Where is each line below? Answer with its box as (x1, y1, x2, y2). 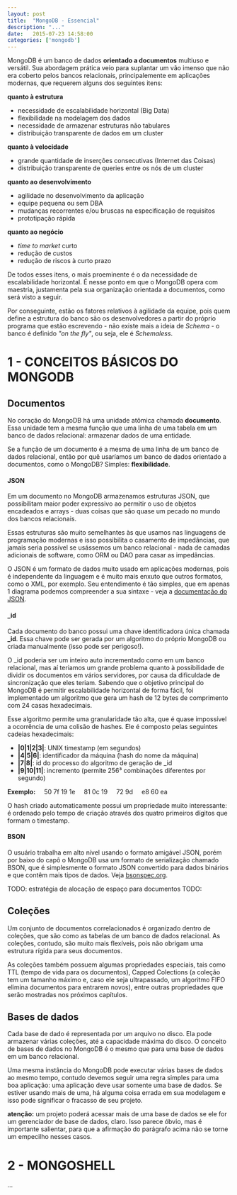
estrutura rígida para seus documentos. (7, 946, 122, 955)
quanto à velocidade (7, 143, 69, 151)
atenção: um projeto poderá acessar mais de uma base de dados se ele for (7, 1110, 228, 1118)
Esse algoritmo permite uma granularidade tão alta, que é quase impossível (7, 714, 227, 723)
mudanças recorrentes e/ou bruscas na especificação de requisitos (17, 206, 216, 215)
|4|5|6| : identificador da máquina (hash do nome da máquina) (17, 751, 200, 760)
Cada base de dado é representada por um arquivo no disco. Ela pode (7, 1030, 212, 1038)
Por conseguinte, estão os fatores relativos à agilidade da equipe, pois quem (7, 306, 231, 316)
